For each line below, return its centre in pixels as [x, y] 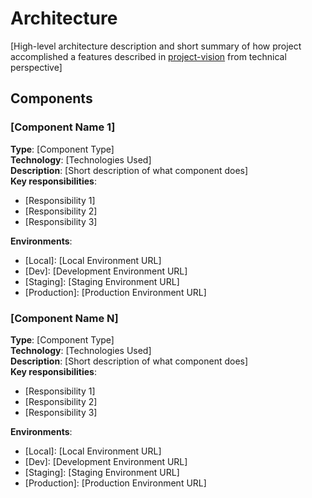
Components [51, 98]
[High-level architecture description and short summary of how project [156, 46]
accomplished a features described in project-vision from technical [148, 56]
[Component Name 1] [63, 127]
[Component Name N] [64, 318]
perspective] [36, 67]
